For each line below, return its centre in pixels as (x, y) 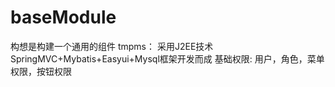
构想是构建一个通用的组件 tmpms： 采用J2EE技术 (112, 46)
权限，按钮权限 (41, 71)
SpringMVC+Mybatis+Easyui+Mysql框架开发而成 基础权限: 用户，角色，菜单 (167, 58)
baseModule (63, 17)
